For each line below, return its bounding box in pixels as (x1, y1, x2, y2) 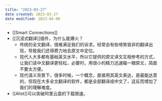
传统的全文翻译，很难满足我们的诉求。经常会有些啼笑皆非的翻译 (19, 42, 149, 48)
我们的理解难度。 (19, 84, 54, 91)
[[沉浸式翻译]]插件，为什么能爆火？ (12, 35, 83, 42)
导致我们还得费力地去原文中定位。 (28, 48, 97, 54)
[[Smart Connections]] (12, 30, 58, 36)
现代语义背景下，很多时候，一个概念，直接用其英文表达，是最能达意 (19, 72, 158, 78)
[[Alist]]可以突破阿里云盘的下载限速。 (12, 91, 88, 97)
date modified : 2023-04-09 (5, 16, 60, 21)
